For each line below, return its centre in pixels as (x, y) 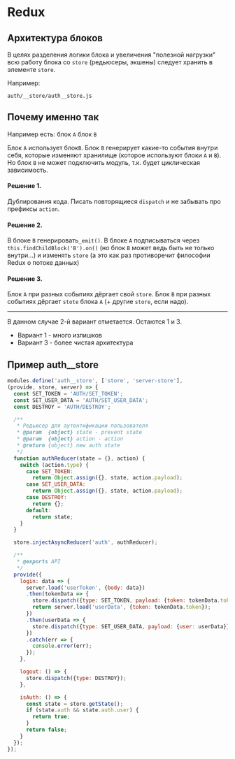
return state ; (53, 517)
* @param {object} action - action (70, 439)
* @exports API (38, 562)
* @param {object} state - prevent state (79, 433)
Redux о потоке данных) (43, 263)
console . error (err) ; (62, 646)
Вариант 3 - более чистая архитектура (75, 342)
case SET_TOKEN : (49, 471)
